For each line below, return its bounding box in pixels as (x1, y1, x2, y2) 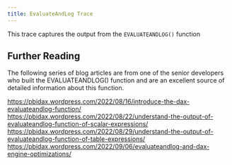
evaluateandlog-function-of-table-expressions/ (7, 135, 146, 143)
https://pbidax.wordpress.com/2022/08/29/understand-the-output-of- (7, 128, 214, 136)
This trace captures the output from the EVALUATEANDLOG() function (7, 30, 201, 38)
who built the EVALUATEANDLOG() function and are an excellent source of (7, 76, 225, 85)
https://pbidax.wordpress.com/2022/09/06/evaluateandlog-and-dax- (7, 142, 210, 151)
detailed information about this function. (7, 84, 124, 92)
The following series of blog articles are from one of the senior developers (7, 68, 224, 78)
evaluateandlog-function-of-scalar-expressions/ (7, 120, 149, 128)
